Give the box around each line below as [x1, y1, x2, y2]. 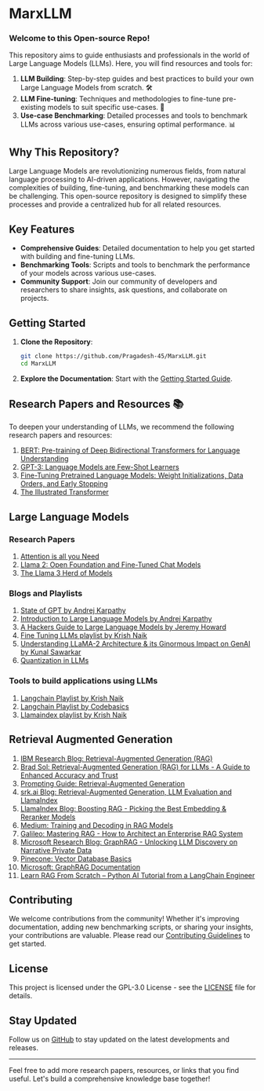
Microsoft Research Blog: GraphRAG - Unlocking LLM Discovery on [20, 837, 238, 847]
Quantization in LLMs [20, 656, 89, 665]
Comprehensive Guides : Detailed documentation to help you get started [20, 243, 255, 253]
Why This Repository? [9, 145, 120, 159]
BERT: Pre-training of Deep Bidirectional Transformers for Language [20, 445, 240, 456]
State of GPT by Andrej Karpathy [20, 606, 126, 615]
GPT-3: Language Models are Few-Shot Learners [20, 463, 179, 472]
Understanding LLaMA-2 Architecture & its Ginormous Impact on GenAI [20, 639, 251, 649]
